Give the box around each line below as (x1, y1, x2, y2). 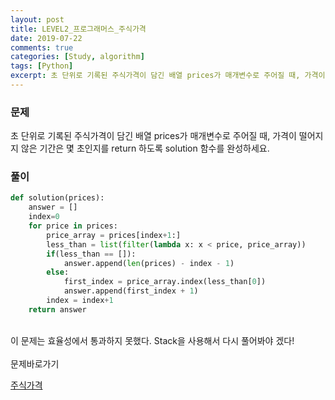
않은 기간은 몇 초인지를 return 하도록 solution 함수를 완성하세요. (20, 142, 270, 155)
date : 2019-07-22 (10, 33, 83, 43)
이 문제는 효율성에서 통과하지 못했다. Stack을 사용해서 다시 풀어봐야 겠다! (10, 334, 295, 346)
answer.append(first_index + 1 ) (63, 286, 199, 296)
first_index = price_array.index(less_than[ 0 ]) (63, 277, 267, 287)
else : (46, 267, 70, 278)
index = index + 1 (46, 296, 114, 306)
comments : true (10, 42, 74, 53)
